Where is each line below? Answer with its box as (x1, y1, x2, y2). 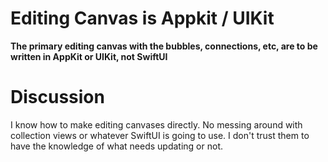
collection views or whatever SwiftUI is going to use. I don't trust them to (10, 129, 310, 141)
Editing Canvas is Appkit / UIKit (10, 7, 275, 30)
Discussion (10, 86, 105, 109)
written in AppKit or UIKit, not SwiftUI (10, 50, 168, 62)
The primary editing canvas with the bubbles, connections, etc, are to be (10, 40, 318, 52)
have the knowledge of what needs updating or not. (10, 140, 224, 152)
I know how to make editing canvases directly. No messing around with (10, 118, 303, 131)
